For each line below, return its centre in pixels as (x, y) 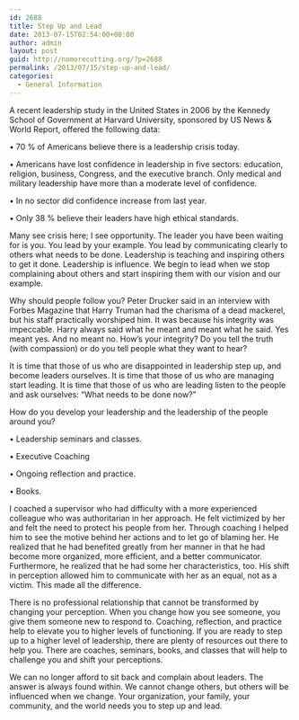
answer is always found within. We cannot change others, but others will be (149, 686)
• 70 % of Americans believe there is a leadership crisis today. (125, 147)
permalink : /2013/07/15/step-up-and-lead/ (90, 68)
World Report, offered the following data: (85, 129)
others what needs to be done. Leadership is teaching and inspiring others (147, 254)
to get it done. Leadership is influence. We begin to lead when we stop (140, 264)
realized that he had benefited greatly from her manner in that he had (137, 547)
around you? (32, 421)
